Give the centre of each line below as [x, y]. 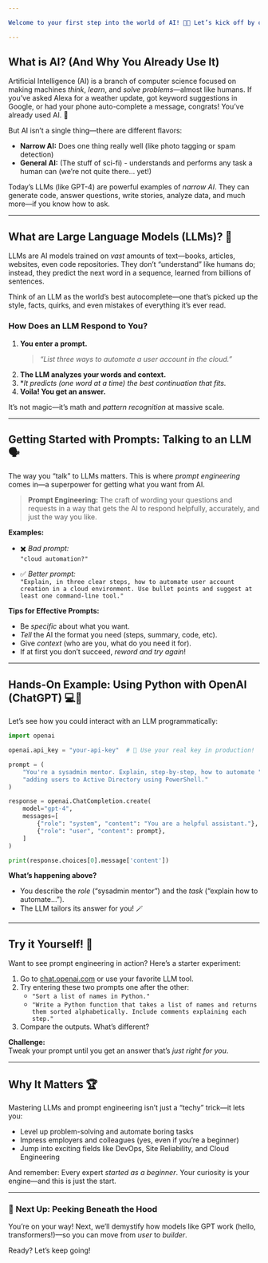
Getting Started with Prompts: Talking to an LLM [130, 439]
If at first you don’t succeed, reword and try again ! [102, 652]
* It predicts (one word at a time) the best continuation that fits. [123, 383]
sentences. [27, 281]
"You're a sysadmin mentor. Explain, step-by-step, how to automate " [142, 772]
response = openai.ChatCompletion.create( [80, 801]
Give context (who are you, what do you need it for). [105, 643]
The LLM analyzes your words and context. [93, 374]
